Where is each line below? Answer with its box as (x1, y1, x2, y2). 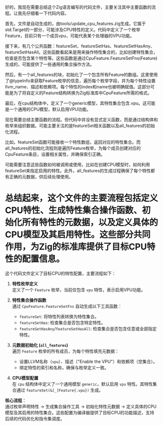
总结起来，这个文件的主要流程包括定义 (5, 193, 159, 204)
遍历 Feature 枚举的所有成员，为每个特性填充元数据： (12, 348, 119, 354)
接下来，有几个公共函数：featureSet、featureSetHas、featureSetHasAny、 (5, 43, 155, 49)
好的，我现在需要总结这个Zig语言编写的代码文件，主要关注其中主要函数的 (5, 4, 152, 10)
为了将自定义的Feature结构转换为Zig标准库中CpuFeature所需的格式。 (13, 90, 152, 96)
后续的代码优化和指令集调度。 (5, 415, 65, 422)
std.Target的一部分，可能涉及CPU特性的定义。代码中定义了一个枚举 (5, 27, 141, 33)
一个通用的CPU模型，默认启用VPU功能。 (9, 106, 91, 112)
